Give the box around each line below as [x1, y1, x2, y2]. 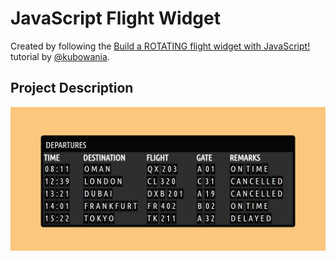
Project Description [10, 80, 134, 97]
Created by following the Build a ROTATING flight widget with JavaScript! [10, 40, 311, 52]
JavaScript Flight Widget [10, 7, 221, 30]
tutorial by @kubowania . [10, 50, 110, 62]
